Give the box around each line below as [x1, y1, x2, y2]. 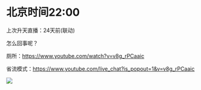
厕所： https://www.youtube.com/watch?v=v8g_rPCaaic [6, 52, 145, 59]
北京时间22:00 [6, 5, 80, 19]
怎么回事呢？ [6, 39, 38, 47]
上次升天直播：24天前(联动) [6, 27, 75, 34]
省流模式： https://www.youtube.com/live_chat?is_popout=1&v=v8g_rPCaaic [6, 65, 195, 72]
